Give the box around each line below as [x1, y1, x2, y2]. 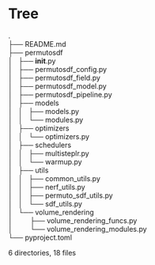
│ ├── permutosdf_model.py [8, 81, 107, 91]
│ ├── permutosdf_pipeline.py [8, 89, 112, 99]
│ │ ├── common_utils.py [8, 173, 101, 183]
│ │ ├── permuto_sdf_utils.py [8, 191, 113, 200]
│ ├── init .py [8, 56, 56, 66]
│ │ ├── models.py [8, 106, 80, 115]
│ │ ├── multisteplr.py [8, 148, 89, 158]
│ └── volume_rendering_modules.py [8, 224, 148, 233]
